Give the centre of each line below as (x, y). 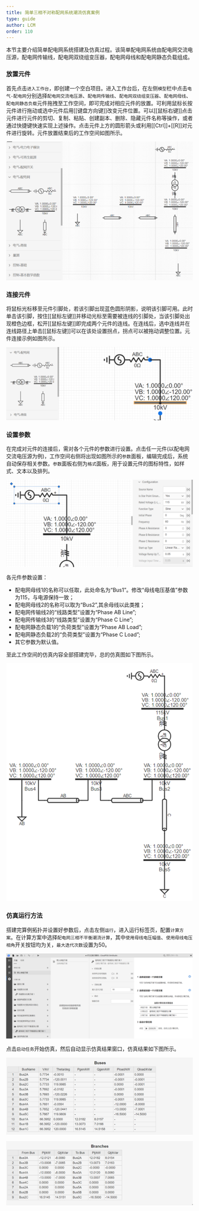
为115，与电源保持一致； (44, 597)
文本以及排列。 (35, 471)
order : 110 (20, 32)
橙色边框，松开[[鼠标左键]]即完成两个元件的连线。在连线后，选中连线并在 (101, 323)
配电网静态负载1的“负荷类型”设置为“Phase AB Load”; (78, 627)
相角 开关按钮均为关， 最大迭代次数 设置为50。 (58, 945)
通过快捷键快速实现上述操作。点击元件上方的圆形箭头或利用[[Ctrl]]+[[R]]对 (97, 125)
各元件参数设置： (27, 577)
